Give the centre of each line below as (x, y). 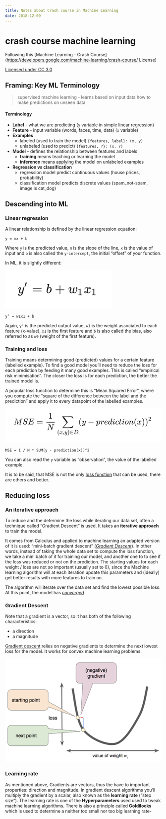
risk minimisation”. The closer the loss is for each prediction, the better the (81, 376)
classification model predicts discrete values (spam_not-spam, (84, 183)
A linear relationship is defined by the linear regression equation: (71, 229)
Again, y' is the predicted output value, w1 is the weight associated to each (81, 326)
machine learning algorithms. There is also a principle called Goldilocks (78, 806)
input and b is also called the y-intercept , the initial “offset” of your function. (83, 253)
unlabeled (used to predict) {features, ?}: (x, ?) (71, 146)
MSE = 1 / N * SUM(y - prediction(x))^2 (48, 451)
